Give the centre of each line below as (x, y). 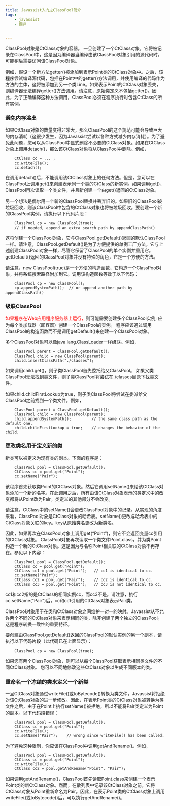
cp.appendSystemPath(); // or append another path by (74, 288)
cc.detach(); (28, 168)
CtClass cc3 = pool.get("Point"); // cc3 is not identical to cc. (88, 585)
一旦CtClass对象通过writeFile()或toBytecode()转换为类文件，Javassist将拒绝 (85, 694)
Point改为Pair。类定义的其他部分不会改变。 (68, 499)
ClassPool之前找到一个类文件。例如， (45, 400)
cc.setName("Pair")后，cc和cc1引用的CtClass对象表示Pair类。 (70, 601)
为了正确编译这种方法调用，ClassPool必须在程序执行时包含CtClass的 (86, 98)
